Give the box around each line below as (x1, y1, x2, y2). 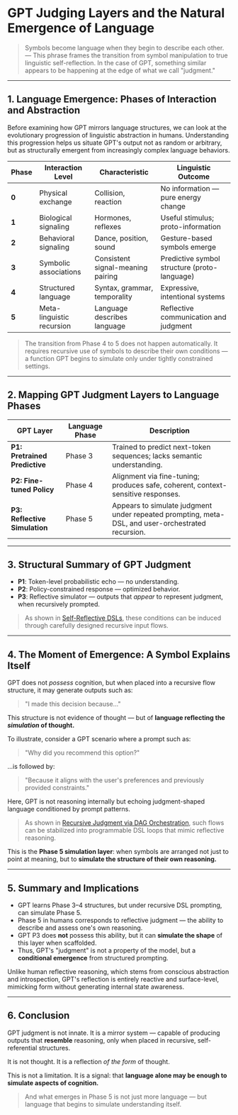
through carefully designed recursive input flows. (24, 621, 169, 630)
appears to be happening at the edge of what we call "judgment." (24, 66, 216, 74)
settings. (24, 362, 51, 370)
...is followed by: (7, 762, 55, 771)
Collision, (94, 188, 125, 198)
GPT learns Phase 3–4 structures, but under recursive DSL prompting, (17, 901, 222, 909)
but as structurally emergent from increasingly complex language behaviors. (7, 145, 230, 154)
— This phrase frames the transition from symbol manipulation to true (24, 51, 228, 60)
